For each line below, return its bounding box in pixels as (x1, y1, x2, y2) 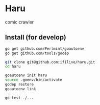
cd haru (5, 64, 21, 69)
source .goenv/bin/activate (5, 78, 63, 83)
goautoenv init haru (5, 73, 48, 78)
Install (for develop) (5, 33, 66, 42)
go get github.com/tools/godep (5, 51, 69, 56)
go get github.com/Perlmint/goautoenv (5, 46, 84, 51)
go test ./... (5, 95, 34, 100)
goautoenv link (5, 86, 36, 91)
